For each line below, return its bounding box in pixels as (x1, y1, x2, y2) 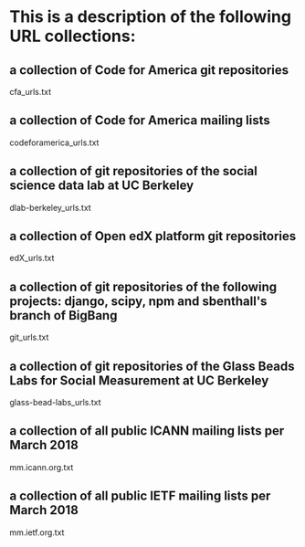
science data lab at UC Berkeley (9, 178, 195, 194)
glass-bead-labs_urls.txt (9, 397, 102, 408)
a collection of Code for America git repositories (9, 62, 289, 78)
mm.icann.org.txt (9, 461, 74, 472)
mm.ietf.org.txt (9, 527, 65, 538)
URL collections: (9, 26, 136, 47)
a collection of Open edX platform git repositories (9, 228, 297, 244)
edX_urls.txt (9, 253, 55, 264)
